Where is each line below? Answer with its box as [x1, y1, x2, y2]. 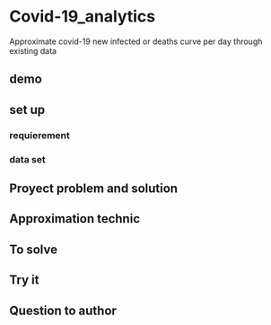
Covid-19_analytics [9, 6, 155, 27]
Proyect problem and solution [9, 180, 178, 196]
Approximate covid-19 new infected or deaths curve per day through [9, 36, 263, 47]
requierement [9, 128, 70, 141]
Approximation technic [9, 211, 141, 226]
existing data [9, 45, 57, 56]
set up [9, 101, 46, 118]
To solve [9, 242, 58, 257]
